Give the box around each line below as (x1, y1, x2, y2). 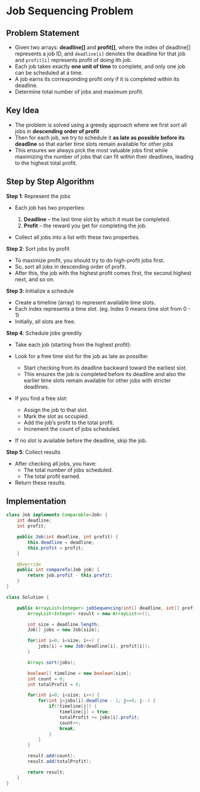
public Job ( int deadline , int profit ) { (17, 534, 118, 540)
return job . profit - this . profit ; (27, 572, 113, 578)
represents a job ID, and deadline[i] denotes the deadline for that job (14, 50, 186, 57)
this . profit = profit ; (27, 545, 84, 551)
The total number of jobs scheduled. (23, 466, 113, 473)
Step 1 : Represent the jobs (6, 192, 71, 199)
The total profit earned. (23, 473, 81, 480)
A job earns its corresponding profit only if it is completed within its (14, 76, 180, 82)
